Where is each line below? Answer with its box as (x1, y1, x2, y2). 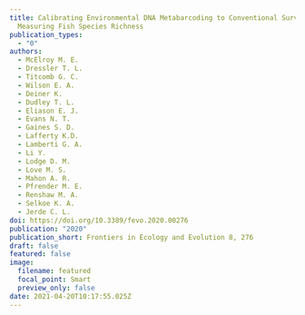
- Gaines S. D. (17, 123, 75, 133)
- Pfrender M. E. (17, 182, 84, 192)
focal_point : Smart (17, 275, 92, 284)
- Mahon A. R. (17, 173, 71, 182)
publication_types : (9, 30, 84, 39)
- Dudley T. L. (17, 97, 75, 107)
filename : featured (17, 267, 92, 276)
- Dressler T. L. (17, 64, 84, 74)
